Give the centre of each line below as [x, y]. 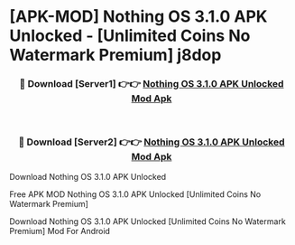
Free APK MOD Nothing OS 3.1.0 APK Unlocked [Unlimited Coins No [135, 194]
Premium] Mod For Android [60, 231]
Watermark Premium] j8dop [115, 55]
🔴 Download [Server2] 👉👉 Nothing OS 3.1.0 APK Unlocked [151, 142]
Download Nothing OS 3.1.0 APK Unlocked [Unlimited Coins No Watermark [147, 221]
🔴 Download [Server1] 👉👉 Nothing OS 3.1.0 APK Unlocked [152, 84]
